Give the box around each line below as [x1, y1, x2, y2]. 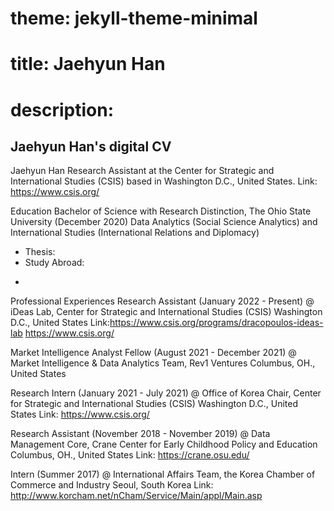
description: [10, 98, 115, 121]
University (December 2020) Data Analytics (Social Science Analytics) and [10, 216, 318, 228]
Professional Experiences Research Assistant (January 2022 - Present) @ [10, 295, 315, 307]
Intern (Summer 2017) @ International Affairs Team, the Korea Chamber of [10, 468, 316, 481]
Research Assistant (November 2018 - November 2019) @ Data [10, 428, 271, 440]
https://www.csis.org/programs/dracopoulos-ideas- [109, 317, 324, 329]
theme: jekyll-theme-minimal [10, 7, 258, 30]
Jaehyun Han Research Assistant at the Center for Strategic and [10, 165, 275, 177]
